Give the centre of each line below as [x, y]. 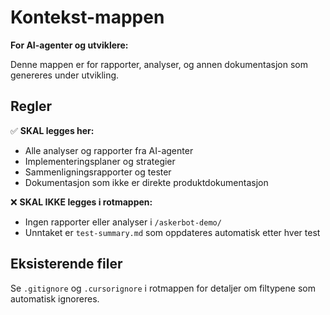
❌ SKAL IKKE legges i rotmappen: [81, 202]
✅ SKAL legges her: [52, 130]
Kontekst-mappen [87, 17]
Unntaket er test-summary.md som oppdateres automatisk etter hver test [172, 232]
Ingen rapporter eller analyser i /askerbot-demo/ [123, 222]
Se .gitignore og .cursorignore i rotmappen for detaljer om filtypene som [163, 288]
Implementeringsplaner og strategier [100, 161]
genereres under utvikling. [65, 75]
